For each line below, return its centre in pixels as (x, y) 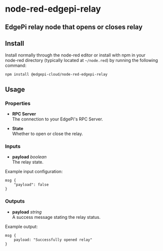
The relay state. (28, 162)
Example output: (21, 226)
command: (16, 66)
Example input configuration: (34, 172)
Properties (18, 103)
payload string (27, 212)
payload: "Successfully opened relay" (53, 240)
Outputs (15, 201)
